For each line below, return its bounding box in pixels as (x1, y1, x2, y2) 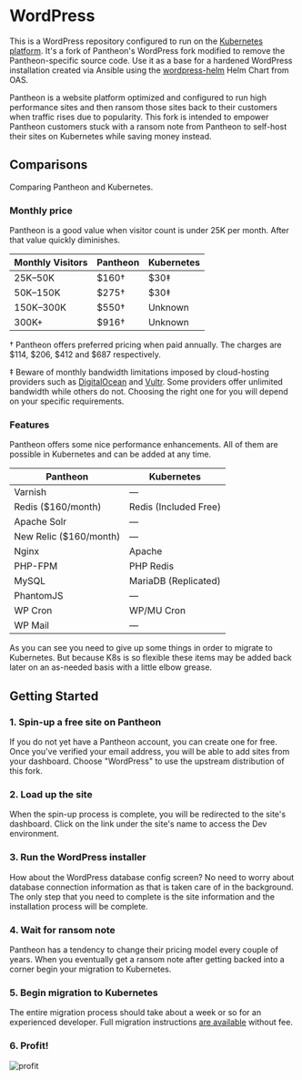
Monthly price (9, 204, 73, 217)
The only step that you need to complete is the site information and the (9, 890, 276, 902)
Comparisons (9, 157, 88, 173)
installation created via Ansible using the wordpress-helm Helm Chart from (9, 65, 289, 76)
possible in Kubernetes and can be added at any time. (9, 448, 212, 460)
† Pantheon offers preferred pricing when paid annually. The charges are (9, 339, 282, 351)
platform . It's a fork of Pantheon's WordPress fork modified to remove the (9, 45, 286, 56)
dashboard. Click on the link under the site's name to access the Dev (9, 818, 267, 829)
